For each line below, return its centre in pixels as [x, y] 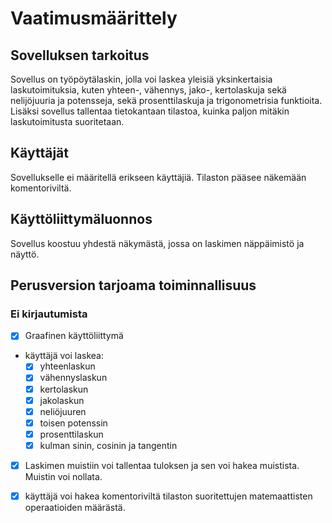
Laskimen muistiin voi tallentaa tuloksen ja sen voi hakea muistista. [162, 465]
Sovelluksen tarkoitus [80, 55]
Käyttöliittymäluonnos [81, 219]
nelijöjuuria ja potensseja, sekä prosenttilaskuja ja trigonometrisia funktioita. [166, 100]
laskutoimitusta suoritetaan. [67, 121]
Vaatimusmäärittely [94, 18]
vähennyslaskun [73, 378]
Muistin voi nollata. [63, 476]
